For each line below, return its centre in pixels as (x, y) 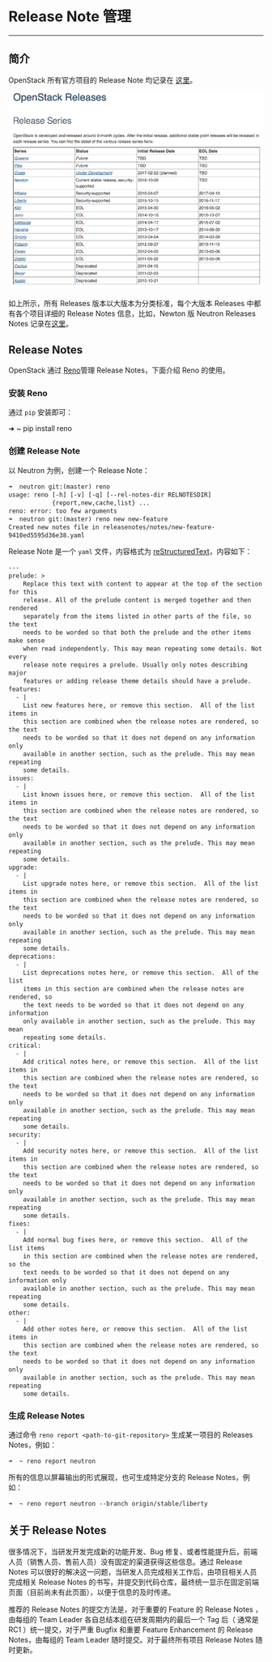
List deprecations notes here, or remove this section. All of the (141, 973)
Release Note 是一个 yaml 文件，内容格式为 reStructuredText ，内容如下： (130, 551)
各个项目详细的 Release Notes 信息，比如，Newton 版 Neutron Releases (136, 313)
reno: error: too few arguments (63, 511)
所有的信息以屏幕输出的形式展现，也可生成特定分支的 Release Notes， (125, 1477)
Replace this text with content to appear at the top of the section (143, 584)
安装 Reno (28, 393)
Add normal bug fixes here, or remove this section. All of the (136, 1240)
